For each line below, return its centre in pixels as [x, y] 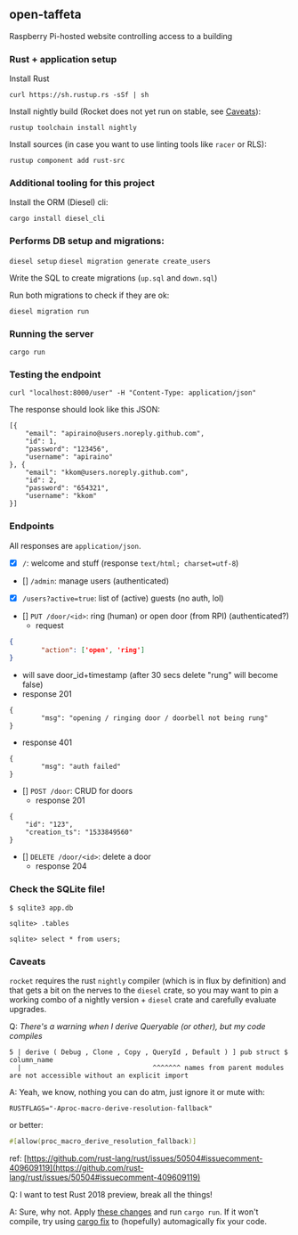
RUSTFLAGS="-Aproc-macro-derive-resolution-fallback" [111, 1108]
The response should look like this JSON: [85, 410]
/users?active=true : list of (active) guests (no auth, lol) [123, 598]
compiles [26, 1035]
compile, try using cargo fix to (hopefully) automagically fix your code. [138, 1221]
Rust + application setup [63, 59]
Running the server [52, 333]
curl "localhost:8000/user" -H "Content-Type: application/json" [133, 393]
